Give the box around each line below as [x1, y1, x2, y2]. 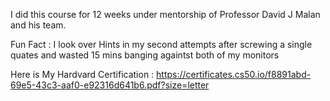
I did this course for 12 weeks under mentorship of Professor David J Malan [10, 9, 321, 20]
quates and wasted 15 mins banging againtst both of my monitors [10, 49, 280, 61]
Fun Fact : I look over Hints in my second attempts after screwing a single [10, 39, 313, 50]
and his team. [10, 19, 67, 31]
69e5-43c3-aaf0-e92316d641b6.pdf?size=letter [10, 79, 210, 91]
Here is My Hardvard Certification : [10, 69, 155, 80]
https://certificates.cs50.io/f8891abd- [156, 69, 312, 80]
